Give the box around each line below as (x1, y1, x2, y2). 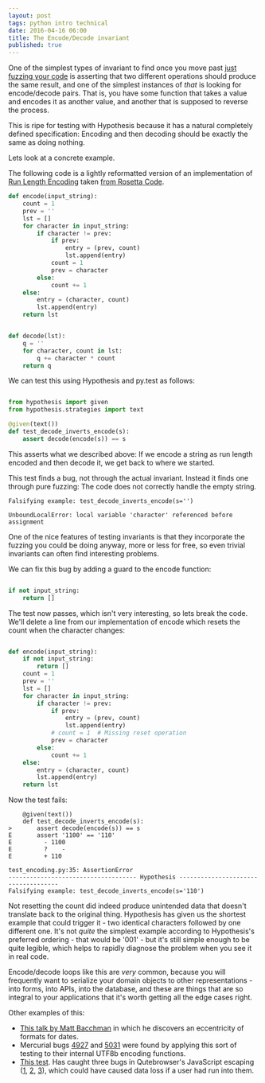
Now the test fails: (8, 795, 68, 804)
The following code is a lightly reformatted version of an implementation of (8, 169, 253, 178)
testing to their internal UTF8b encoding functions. (19, 1049, 186, 1058)
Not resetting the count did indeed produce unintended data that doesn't (8, 901, 247, 911)
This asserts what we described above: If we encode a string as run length (8, 449, 253, 458)
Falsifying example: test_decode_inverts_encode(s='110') (8, 887, 205, 895)
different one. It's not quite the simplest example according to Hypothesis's (8, 926, 255, 936)
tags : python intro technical (8, 19, 109, 27)
